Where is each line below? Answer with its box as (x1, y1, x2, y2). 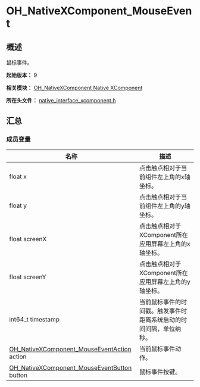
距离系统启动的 (139, 316, 182, 324)
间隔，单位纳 (145, 324, 182, 333)
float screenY (9, 273, 46, 281)
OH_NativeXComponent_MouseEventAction (9, 345, 132, 353)
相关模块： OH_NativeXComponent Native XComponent (6, 85, 143, 91)
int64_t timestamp (9, 315, 60, 323)
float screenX (9, 235, 47, 243)
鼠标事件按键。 (139, 367, 182, 376)
